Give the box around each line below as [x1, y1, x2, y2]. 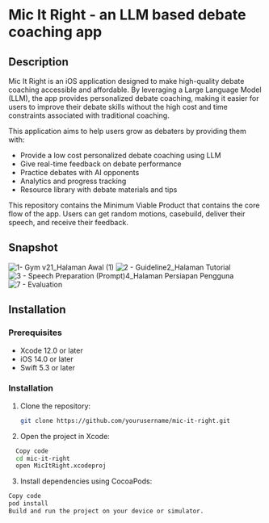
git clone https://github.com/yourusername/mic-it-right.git [19, 416, 231, 425]
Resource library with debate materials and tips [19, 185, 178, 195]
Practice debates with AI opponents [19, 168, 140, 177]
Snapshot [8, 241, 58, 255]
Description [8, 55, 69, 69]
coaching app [8, 23, 103, 41]
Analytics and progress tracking [19, 176, 127, 186]
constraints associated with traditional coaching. [8, 111, 170, 120]
